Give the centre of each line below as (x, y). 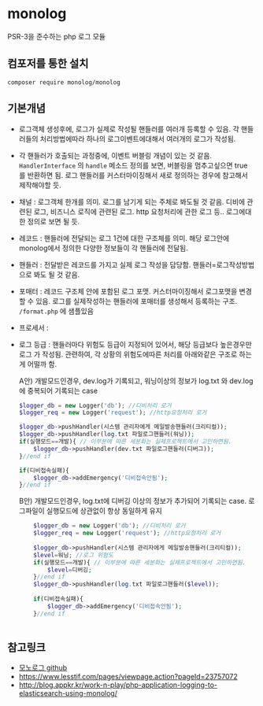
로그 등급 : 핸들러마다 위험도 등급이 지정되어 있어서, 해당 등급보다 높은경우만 (135, 344)
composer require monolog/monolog (64, 82)
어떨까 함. (42, 364)
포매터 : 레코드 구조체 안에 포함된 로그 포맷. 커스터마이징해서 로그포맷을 (128, 291)
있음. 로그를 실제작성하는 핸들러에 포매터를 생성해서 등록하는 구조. (137, 301)
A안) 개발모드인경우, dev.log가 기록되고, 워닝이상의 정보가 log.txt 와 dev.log (136, 381)
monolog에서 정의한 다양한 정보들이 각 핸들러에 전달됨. (103, 248)
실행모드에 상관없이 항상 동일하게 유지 (104, 511)
